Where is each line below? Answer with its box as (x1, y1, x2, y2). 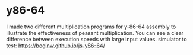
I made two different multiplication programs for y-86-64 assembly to (6, 23, 176, 30)
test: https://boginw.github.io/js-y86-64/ (6, 42, 105, 49)
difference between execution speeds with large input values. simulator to (6, 35, 187, 43)
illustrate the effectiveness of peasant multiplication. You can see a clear (6, 29, 184, 36)
